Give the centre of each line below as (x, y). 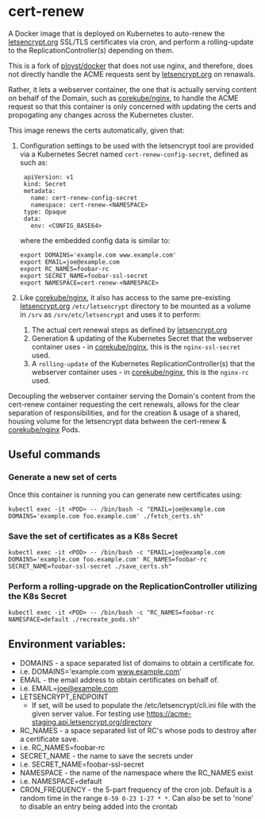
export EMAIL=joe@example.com (70, 262)
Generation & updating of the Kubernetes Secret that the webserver (142, 338)
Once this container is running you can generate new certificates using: (125, 494)
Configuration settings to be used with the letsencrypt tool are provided (136, 145)
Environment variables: (67, 644)
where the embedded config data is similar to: (95, 240)
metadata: (40, 191)
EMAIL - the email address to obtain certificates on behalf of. (119, 680)
